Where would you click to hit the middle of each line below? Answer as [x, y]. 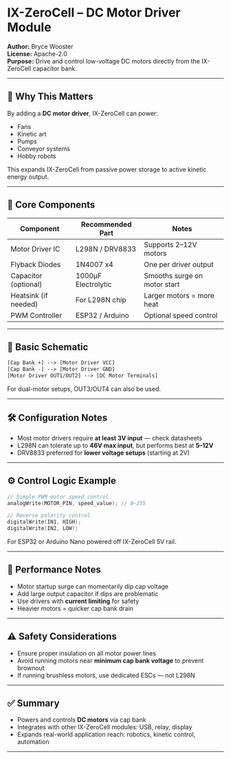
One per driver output [179, 264]
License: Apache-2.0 [37, 54]
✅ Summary [33, 703]
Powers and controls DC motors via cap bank [81, 720]
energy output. [28, 177]
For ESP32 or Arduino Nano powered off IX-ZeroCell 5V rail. [92, 542]
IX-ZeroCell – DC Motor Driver [94, 13]
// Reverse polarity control [49, 515]
